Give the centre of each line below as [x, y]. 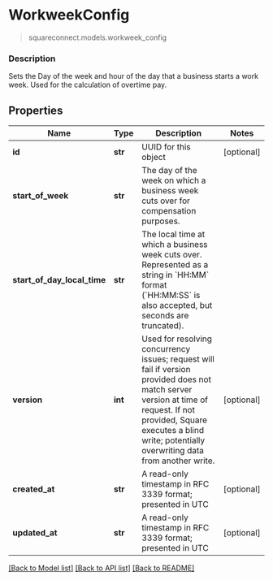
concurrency [166, 349]
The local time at [173, 235]
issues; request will [178, 359]
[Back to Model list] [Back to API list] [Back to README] [102, 568]
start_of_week [41, 196]
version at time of [175, 400]
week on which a [174, 180]
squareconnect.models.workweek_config [97, 37]
